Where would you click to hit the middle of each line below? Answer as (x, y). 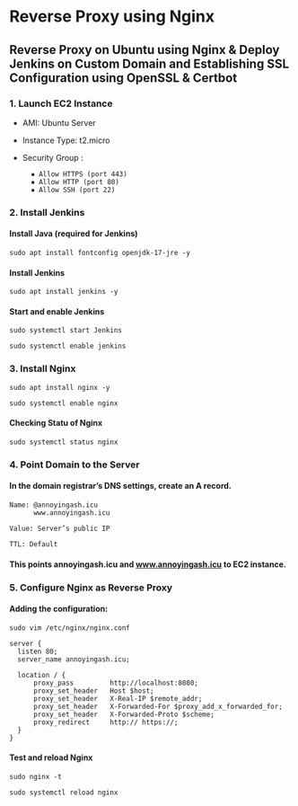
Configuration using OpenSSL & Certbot (123, 78)
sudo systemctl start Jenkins (66, 331)
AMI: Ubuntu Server (59, 122)
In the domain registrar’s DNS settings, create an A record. (120, 486)
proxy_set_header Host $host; (93, 691)
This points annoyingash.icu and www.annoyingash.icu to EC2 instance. (148, 564)
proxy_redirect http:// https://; (105, 722)
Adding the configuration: (59, 609)
